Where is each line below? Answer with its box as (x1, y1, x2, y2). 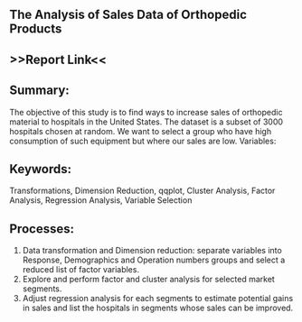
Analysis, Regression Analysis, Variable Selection (9, 195, 193, 206)
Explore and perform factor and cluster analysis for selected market (22, 274, 276, 285)
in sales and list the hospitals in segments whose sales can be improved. (22, 302, 294, 314)
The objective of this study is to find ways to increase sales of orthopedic (9, 106, 283, 117)
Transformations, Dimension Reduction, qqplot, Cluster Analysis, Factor (9, 185, 276, 197)
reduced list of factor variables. (22, 264, 140, 275)
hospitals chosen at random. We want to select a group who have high (9, 125, 272, 136)
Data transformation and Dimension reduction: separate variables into (22, 245, 282, 256)
